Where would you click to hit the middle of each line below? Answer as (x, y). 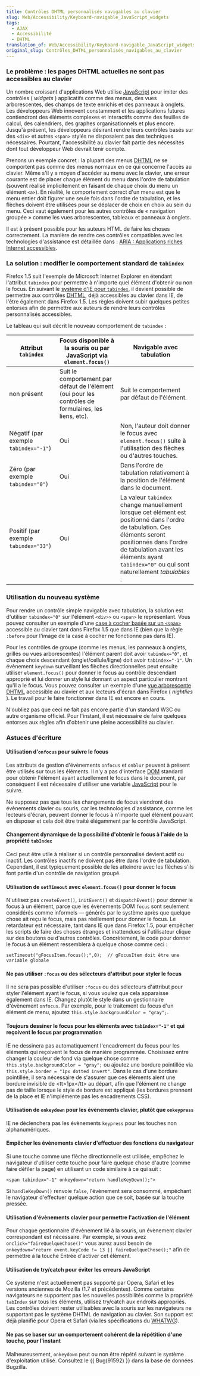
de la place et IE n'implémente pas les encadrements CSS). (79, 1096)
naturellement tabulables (155, 572)
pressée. (17, 1203)
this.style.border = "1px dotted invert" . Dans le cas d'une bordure (92, 1071)
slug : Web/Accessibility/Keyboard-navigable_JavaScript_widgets (87, 17)
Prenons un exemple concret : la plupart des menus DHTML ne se (87, 160)
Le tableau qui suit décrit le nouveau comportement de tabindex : (86, 326)
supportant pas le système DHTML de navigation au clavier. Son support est (100, 1315)
